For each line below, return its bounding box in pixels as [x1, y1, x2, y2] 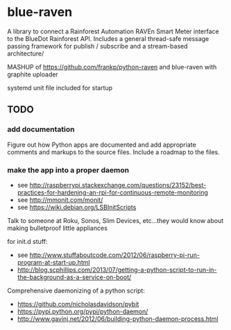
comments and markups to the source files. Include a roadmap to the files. [7, 147, 220, 156]
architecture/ [7, 49, 44, 58]
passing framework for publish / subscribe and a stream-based [7, 42, 189, 50]
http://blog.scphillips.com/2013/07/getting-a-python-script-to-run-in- [17, 265, 217, 274]
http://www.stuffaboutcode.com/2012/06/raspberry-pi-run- [29, 251, 200, 259]
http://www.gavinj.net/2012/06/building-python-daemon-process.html [17, 314, 219, 323]
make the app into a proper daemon [7, 165, 130, 174]
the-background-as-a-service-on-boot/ [17, 272, 132, 281]
